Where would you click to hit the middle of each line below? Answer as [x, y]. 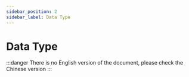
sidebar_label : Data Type [38, 17]
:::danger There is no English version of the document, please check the [95, 63]
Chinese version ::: [29, 69]
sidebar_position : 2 [32, 12]
